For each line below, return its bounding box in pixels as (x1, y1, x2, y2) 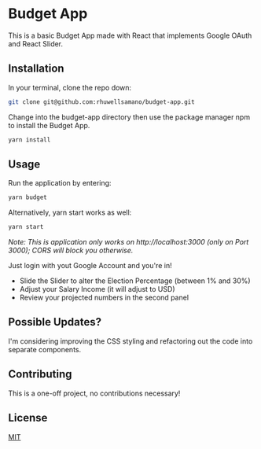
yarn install (8, 135, 51, 144)
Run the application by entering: (8, 178, 112, 188)
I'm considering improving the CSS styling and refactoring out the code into (8, 336, 253, 346)
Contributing (8, 367, 72, 381)
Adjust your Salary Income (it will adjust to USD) (19, 285, 175, 294)
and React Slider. (8, 39, 64, 48)
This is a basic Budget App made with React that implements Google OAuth (8, 31, 252, 40)
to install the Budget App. (8, 120, 90, 130)
